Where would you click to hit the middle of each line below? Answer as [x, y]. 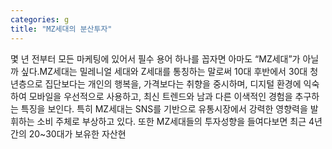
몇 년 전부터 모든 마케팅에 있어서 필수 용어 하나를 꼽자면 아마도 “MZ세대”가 [155, 58]
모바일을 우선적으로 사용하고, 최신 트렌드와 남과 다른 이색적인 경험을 [160, 96]
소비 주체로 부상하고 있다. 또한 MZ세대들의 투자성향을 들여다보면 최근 [171, 121]
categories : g [40, 19]
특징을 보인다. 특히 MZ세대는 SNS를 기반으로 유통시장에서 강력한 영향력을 [164, 108]
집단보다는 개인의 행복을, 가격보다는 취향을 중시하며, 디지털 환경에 [173, 83]
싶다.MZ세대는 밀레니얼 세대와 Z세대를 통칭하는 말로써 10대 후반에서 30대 [164, 71]
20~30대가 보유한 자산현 [77, 133]
